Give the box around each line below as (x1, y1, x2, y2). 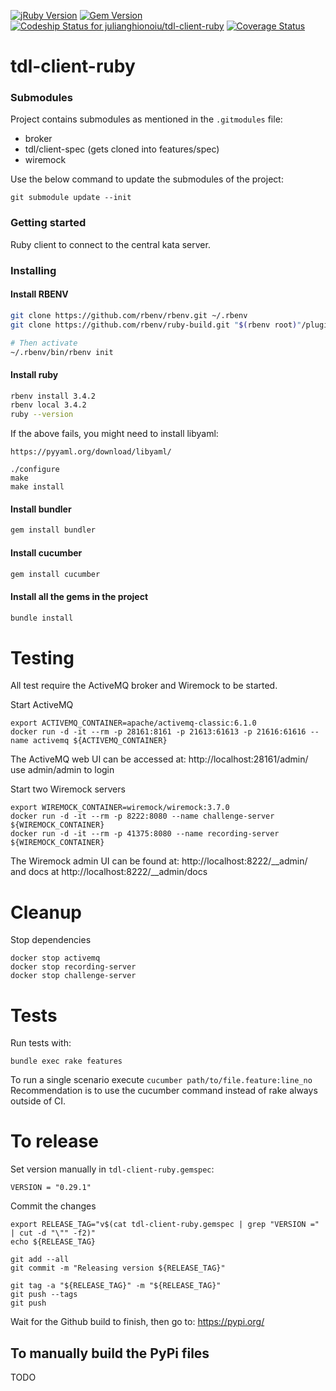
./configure (10, 465, 60, 475)
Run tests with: (10, 1037, 72, 1049)
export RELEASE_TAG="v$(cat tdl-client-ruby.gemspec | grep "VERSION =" (10, 1220, 320, 1230)
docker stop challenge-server (10, 971, 137, 981)
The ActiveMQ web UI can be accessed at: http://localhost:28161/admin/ (10, 753, 309, 765)
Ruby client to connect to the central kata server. (10, 238, 211, 250)
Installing (10, 263, 57, 277)
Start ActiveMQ (10, 699, 74, 711)
